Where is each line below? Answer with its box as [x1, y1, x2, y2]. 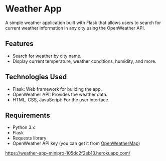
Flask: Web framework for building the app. [12, 86, 102, 92]
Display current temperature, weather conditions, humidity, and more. [12, 58, 156, 64]
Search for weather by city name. [12, 53, 82, 59]
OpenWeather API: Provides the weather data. [12, 91, 108, 97]
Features [5, 40, 34, 48]
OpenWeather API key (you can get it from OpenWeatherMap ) [12, 140, 140, 146]
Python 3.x [12, 124, 35, 130]
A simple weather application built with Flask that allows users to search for [5, 20, 161, 26]
